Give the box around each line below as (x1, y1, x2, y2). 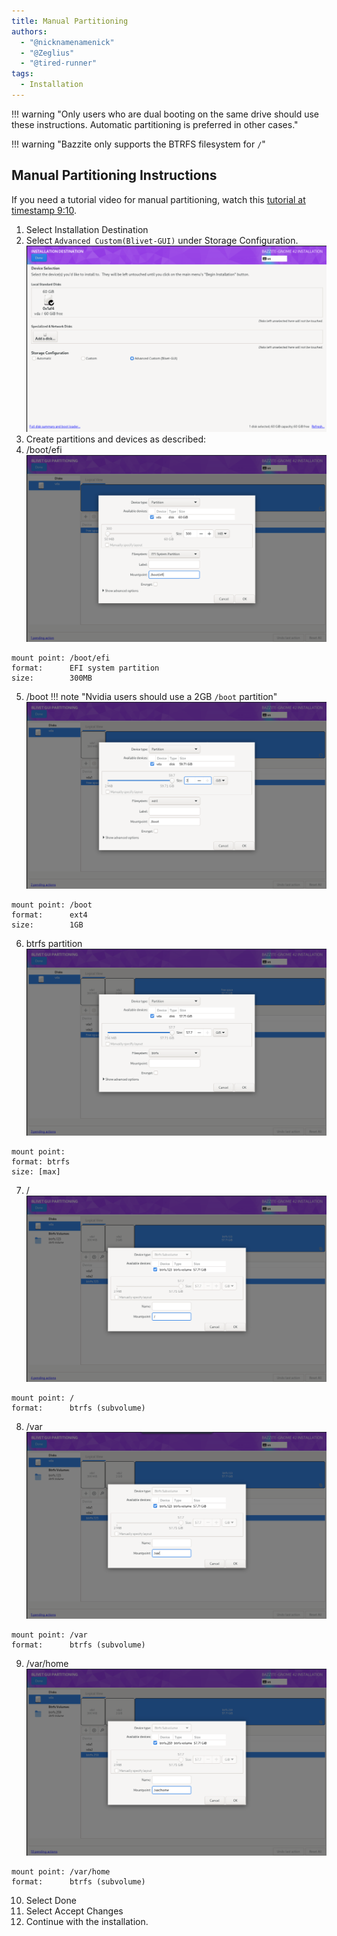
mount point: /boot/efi (11, 653, 111, 664)
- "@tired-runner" (20, 58, 98, 69)
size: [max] (11, 1166, 61, 1177)
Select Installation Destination (25, 223, 149, 235)
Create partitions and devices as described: (25, 433, 207, 445)
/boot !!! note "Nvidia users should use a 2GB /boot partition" (25, 691, 278, 703)
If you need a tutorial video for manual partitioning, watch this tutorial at (11, 193, 306, 205)
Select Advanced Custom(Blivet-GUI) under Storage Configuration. (25, 234, 299, 246)
